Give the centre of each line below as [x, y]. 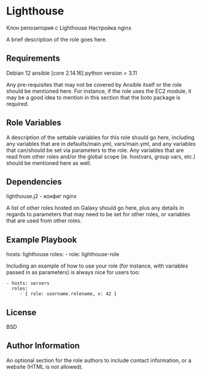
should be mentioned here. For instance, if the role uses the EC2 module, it [99, 91]
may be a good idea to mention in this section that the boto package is [93, 97]
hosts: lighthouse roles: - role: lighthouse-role [63, 254]
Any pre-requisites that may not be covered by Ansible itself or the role [94, 84]
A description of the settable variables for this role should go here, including [100, 137]
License [21, 312]
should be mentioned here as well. [49, 163]
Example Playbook [41, 240]
